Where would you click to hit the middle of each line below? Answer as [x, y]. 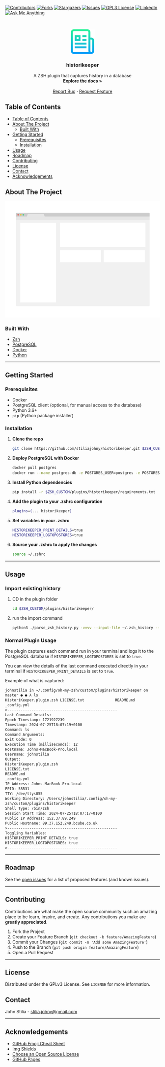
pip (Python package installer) [43, 415]
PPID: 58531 [17, 789]
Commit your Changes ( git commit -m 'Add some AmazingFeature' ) [80, 942]
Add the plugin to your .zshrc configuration [57, 501]
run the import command [37, 618]
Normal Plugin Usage [31, 640]
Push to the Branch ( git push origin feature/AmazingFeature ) [75, 947]
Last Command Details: [28, 715]
